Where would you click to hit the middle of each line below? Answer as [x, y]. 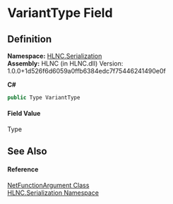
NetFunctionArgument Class [48, 185]
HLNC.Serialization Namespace [53, 193]
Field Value [24, 114]
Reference [23, 169]
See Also [27, 151]
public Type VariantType [44, 97]
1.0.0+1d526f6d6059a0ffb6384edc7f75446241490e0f [86, 71]
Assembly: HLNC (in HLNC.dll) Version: [65, 64]
